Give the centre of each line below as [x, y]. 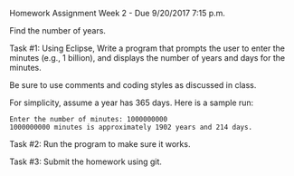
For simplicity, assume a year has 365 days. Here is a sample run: [132, 103]
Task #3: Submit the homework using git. [86, 161]
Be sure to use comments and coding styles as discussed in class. [133, 85]
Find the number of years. [58, 30]
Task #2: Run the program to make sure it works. [100, 144]
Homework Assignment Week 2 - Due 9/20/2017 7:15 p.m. [118, 13]
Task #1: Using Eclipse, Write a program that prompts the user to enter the [147, 48]
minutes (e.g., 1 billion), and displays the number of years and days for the [147, 58]
